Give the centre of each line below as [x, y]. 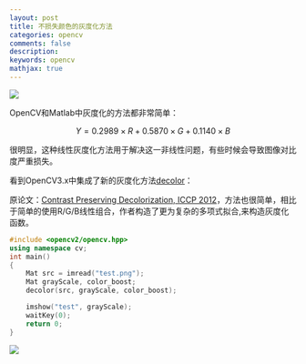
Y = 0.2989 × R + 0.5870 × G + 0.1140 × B [153, 131]
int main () [30, 257]
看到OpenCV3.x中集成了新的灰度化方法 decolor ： [101, 180]
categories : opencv [46, 35]
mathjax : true [36, 69]
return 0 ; [45, 324]
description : [34, 52]
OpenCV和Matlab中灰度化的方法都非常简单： [94, 112]
